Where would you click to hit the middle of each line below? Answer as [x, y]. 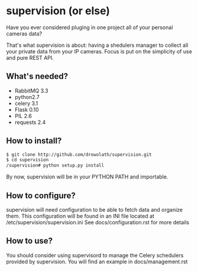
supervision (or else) [58, 11]
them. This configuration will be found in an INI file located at [80, 216]
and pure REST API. [30, 58]
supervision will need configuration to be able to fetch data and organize [95, 210]
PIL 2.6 [23, 116]
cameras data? [24, 33]
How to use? [30, 241]
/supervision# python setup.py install [55, 165]
